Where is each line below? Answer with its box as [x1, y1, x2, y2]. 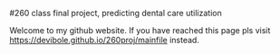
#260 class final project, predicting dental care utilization [9, 8, 222, 18]
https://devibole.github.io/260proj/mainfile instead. [9, 35, 199, 45]
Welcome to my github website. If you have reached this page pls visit [9, 25, 271, 35]
